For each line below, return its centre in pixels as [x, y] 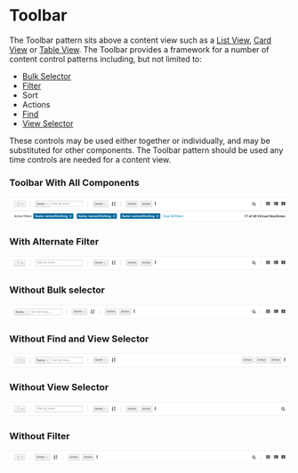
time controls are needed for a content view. [90, 159]
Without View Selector [59, 388]
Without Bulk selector [57, 290]
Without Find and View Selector [79, 339]
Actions [36, 104]
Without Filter [40, 436]
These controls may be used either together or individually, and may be [140, 140]
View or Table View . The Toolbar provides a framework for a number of [139, 49]
